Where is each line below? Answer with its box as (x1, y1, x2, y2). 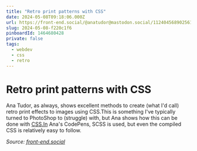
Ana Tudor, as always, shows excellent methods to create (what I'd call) (6, 102, 179, 109)
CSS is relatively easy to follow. (6, 127, 81, 134)
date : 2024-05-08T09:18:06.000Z (6, 14, 85, 20)
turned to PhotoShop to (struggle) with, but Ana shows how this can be (6, 115, 178, 122)
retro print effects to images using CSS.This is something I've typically (6, 108, 176, 115)
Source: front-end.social (6, 138, 66, 145)
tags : (6, 42, 19, 47)
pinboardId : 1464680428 (6, 30, 64, 36)
